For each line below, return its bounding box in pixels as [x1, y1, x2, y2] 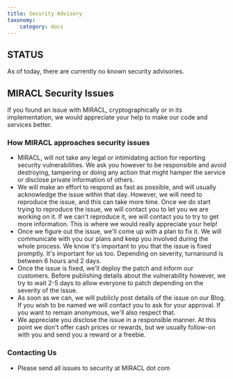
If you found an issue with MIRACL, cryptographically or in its [7, 106, 183, 114]
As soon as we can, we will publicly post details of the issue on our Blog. [17, 294, 226, 302]
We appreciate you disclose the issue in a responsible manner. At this [17, 316, 217, 324]
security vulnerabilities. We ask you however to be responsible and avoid [17, 161, 227, 169]
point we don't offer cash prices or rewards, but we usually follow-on [17, 323, 216, 332]
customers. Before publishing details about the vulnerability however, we [17, 271, 226, 280]
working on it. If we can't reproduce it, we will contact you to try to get [17, 212, 219, 221]
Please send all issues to [17, 364, 88, 372]
